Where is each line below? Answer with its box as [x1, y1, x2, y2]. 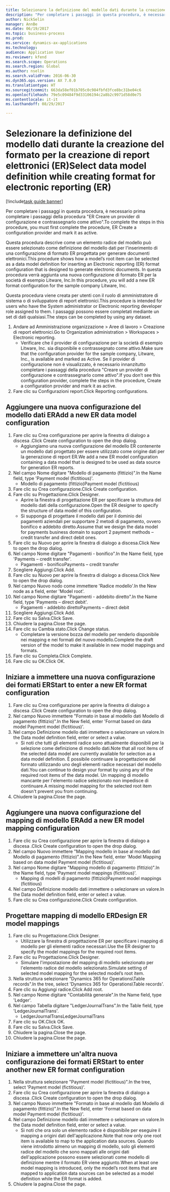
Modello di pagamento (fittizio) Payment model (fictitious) [20, 481, 139, 487]
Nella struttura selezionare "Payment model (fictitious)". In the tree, [13, 1079, 151, 1085]
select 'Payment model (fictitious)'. [13, 1084, 85, 1090]
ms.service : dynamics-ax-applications [6, 41, 87, 46]
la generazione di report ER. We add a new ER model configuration [20, 454, 158, 460]
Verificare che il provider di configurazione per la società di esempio [20, 340, 163, 346]
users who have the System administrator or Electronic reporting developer [6, 303, 162, 309]
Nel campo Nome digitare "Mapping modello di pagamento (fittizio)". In [13, 864, 160, 870]
